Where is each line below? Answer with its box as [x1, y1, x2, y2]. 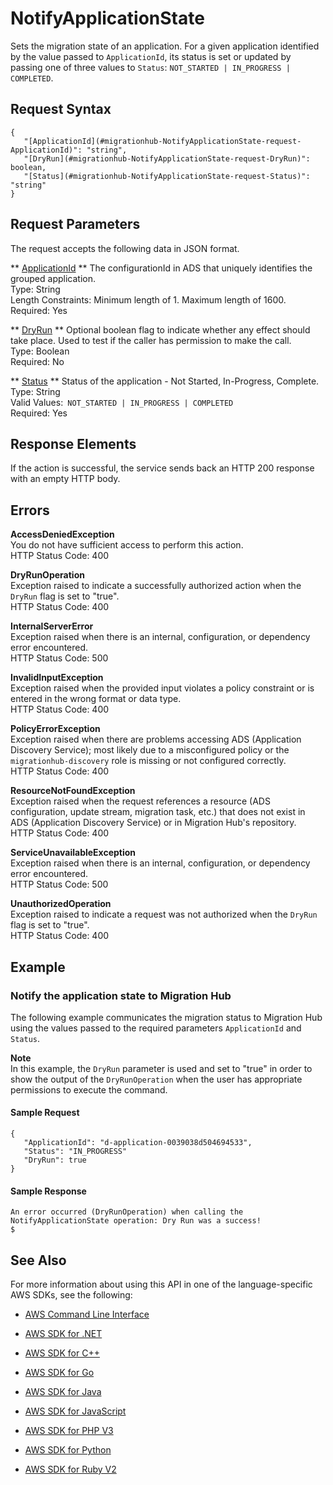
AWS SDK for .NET [24, 1328, 103, 1340]
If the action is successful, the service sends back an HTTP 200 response [10, 462, 315, 474]
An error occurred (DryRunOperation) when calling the [10, 1207, 244, 1217]
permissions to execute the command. [10, 1083, 168, 1096]
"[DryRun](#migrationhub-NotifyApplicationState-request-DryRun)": [23, 153, 311, 164]
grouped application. [10, 272, 96, 284]
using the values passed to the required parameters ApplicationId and [10, 1022, 302, 1034]
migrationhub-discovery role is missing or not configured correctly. [10, 755, 287, 767]
